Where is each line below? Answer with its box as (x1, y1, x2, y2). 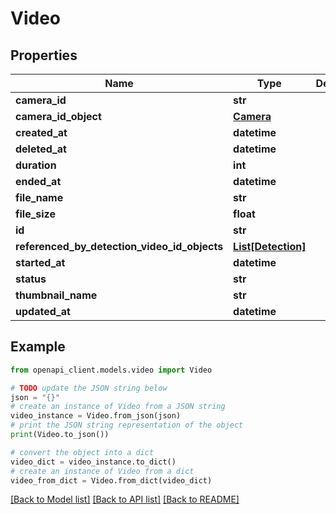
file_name (15, 191, 64, 204)
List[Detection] (233, 240, 307, 253)
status (15, 272, 47, 286)
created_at (15, 126, 68, 139)
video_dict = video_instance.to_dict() (10, 457, 177, 467)
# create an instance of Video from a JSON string (10, 402, 226, 412)
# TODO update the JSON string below (10, 383, 168, 393)
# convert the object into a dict (10, 447, 155, 457)
